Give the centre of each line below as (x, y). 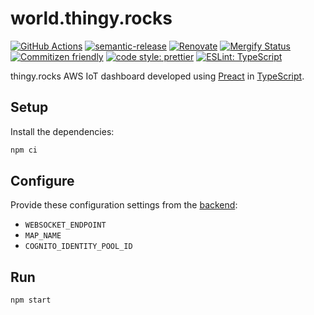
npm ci (24, 150)
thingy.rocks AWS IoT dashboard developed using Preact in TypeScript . (157, 76)
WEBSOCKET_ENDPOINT (65, 225)
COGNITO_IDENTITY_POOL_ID (78, 247)
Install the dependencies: (62, 131)
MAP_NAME (43, 236)
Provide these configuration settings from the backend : (124, 205)
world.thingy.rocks (91, 18)
